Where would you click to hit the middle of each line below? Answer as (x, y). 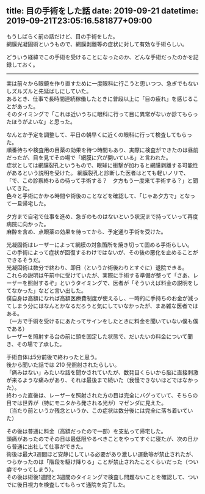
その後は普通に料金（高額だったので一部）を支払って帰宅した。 (86, 431)
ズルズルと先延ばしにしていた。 (52, 91)
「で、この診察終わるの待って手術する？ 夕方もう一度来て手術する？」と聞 (102, 180)
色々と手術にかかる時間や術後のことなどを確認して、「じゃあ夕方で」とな (98, 196)
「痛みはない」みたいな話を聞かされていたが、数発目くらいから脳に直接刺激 (103, 372)
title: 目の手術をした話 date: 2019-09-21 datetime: (103, 11)
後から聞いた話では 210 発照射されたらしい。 (63, 364)
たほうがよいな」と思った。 (41, 122)
